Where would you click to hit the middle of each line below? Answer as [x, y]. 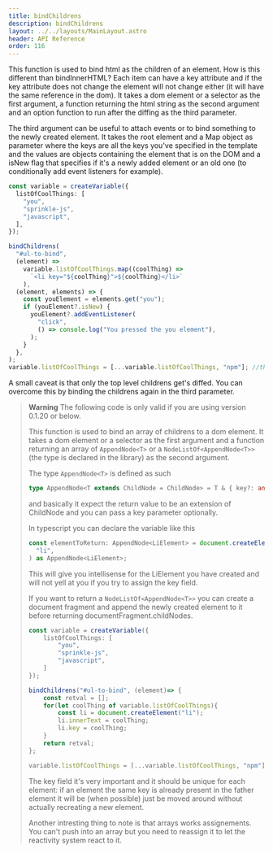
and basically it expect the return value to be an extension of [130, 504]
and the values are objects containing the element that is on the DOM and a [135, 154]
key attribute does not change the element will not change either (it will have [136, 87]
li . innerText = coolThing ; [104, 720]
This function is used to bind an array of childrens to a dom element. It [146, 432]
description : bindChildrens [56, 24]
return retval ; [69, 743]
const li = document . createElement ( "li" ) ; [131, 713]
